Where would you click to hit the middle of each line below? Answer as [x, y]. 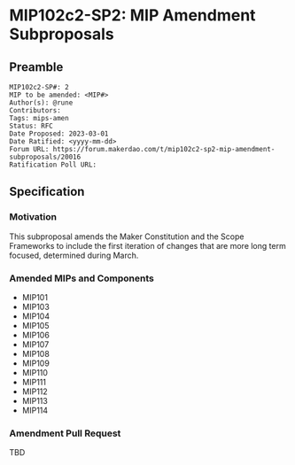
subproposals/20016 [45, 157]
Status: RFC [31, 126]
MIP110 [35, 372]
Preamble [36, 67]
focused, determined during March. [74, 255]
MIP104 [36, 316]
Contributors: [35, 111]
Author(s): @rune [41, 103]
